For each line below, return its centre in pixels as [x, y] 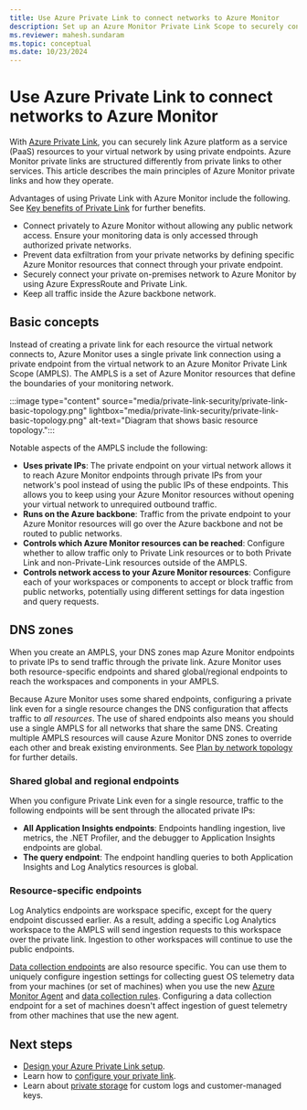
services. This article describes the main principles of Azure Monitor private [152, 171]
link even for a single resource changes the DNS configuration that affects [149, 708]
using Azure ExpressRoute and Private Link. [105, 284]
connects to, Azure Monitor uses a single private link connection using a [145, 354]
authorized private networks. [77, 245]
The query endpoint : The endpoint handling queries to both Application [158, 857]
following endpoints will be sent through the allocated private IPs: [132, 810]
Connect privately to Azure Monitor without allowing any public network [158, 226]
